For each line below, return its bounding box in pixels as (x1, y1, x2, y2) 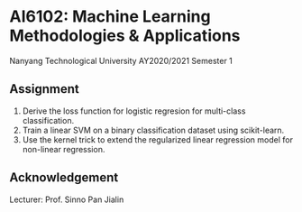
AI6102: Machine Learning (9, 6, 211, 27)
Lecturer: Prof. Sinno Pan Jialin (9, 194, 124, 205)
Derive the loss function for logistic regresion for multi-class (22, 106, 246, 116)
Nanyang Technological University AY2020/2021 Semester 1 (9, 55, 233, 66)
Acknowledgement (9, 170, 119, 186)
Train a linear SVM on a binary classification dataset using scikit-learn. (22, 124, 285, 135)
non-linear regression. (22, 143, 105, 154)
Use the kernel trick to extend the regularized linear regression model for (22, 134, 293, 145)
